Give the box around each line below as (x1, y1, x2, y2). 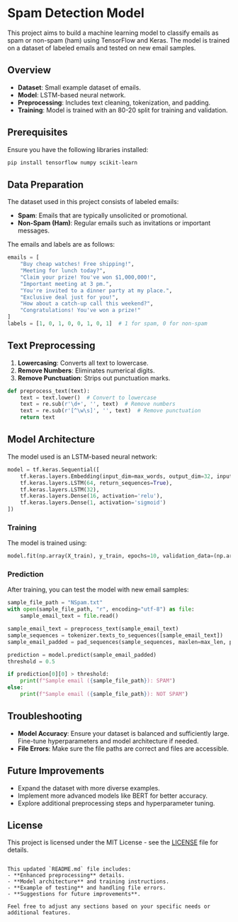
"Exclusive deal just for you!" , (20, 294, 119, 301)
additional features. (7, 909, 72, 916)
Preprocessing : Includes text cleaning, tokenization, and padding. (17, 98, 211, 107)
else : (7, 684, 23, 691)
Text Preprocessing (7, 340, 96, 352)
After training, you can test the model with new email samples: (7, 585, 189, 594)
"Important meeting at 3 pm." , (20, 280, 113, 287)
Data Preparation (7, 178, 84, 191)
